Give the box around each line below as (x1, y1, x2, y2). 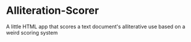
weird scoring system (6, 29, 58, 36)
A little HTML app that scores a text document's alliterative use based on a (6, 23, 186, 30)
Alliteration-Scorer (6, 4, 99, 17)
